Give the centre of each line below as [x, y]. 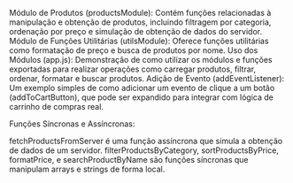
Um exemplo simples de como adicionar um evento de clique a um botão [142, 88]
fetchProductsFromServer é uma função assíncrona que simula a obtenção [146, 141]
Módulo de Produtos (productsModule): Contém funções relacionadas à [140, 13]
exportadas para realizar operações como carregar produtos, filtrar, [133, 69]
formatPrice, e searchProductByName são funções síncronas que [129, 160]
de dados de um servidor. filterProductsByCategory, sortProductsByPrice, [144, 150]
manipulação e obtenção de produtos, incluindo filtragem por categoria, [140, 22]
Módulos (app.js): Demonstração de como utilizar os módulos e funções [141, 60]
